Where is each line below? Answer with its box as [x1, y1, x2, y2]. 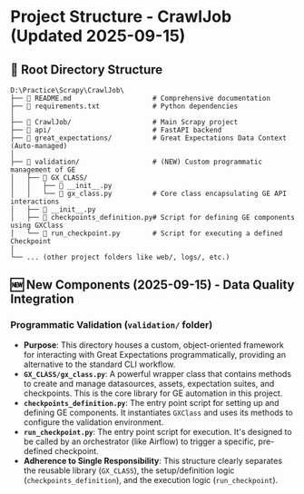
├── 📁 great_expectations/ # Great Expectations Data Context [10, 133, 287, 143]
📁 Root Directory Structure [10, 62, 163, 77]
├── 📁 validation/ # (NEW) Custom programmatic [10, 157, 262, 166]
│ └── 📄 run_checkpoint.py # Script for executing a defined [10, 229, 283, 238]
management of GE [10, 165, 76, 174]
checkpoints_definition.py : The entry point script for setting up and [23, 397, 279, 408]
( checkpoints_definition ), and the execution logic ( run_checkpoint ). [23, 474, 279, 485]
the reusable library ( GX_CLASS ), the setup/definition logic [23, 465, 235, 476]
